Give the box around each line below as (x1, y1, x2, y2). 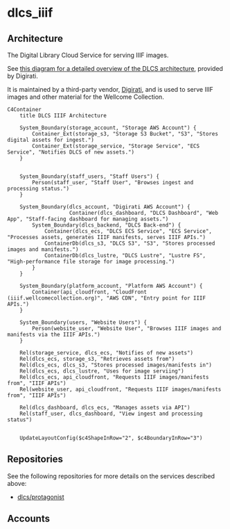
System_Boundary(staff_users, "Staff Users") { (19, 173, 159, 180)
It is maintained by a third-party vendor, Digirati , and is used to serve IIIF (7, 86, 213, 93)
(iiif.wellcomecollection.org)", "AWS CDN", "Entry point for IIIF (7, 295, 206, 302)
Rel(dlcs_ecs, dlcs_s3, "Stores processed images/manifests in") (19, 361, 213, 368)
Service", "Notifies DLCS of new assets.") (7, 149, 135, 156)
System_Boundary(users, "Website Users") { (19, 319, 148, 326)
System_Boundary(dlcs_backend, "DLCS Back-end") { (32, 222, 182, 229)
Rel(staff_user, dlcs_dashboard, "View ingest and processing (19, 410, 203, 417)
